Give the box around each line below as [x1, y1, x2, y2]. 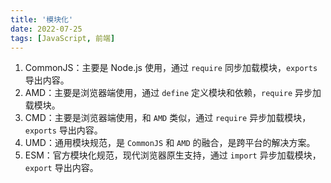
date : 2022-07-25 [10, 24, 83, 34]
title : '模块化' [10, 14, 74, 25]
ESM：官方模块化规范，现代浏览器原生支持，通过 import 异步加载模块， [24, 149, 322, 161]
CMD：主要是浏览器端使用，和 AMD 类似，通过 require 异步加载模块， [24, 112, 312, 124]
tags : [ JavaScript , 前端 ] [10, 33, 116, 43]
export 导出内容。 [24, 162, 99, 174]
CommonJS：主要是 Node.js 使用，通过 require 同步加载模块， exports [24, 62, 318, 74]
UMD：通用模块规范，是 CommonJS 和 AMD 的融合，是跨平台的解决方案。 [24, 137, 316, 149]
